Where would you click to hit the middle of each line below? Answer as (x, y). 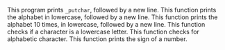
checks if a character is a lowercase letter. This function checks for (103, 32)
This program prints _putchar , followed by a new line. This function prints (112, 10)
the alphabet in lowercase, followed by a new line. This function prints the (112, 17)
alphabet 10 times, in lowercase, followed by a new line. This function (106, 24)
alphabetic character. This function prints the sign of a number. (97, 39)
